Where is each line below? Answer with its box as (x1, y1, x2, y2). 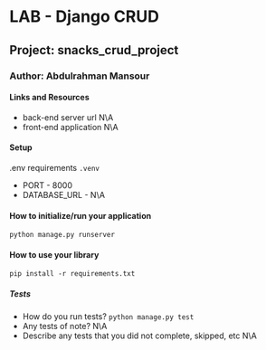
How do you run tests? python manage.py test (22, 311, 195, 322)
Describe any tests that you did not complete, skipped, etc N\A (22, 330, 258, 341)
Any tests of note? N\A (22, 321, 108, 332)
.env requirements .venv (9, 162, 100, 173)
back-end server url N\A (22, 111, 114, 123)
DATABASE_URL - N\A (22, 189, 106, 200)
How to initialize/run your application (9, 210, 152, 221)
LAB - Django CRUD (9, 6, 160, 27)
